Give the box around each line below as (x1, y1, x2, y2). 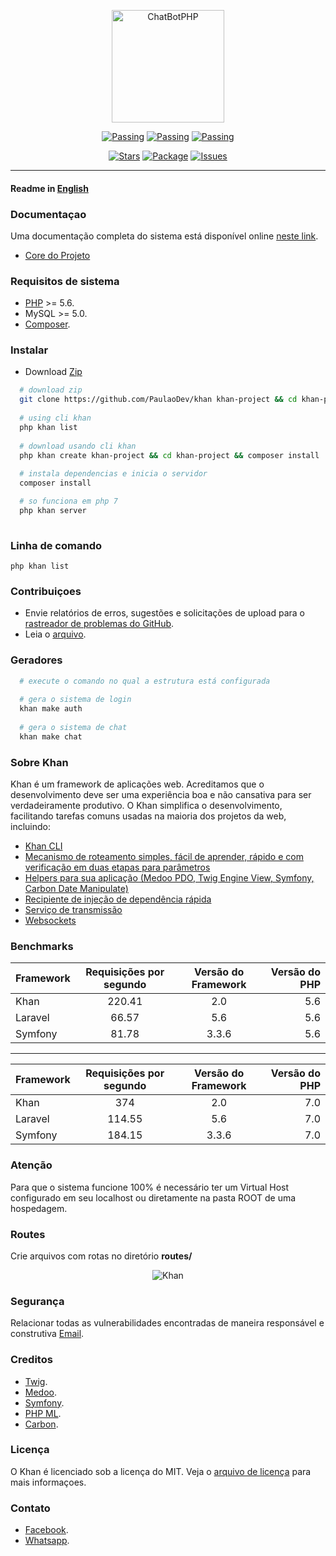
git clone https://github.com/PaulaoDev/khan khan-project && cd (19, 395, 298, 405)
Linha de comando (10, 538, 102, 552)
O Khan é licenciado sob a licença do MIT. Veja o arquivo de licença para (10, 1465, 312, 1477)
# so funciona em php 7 (19, 496, 118, 507)
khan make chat (19, 731, 83, 742)
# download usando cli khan (19, 441, 137, 451)
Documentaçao (10, 207, 87, 221)
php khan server (19, 505, 87, 515)
